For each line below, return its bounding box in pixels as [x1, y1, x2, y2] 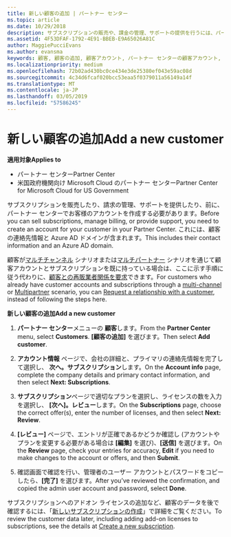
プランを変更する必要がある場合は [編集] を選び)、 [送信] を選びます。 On [16, 438, 222, 447]
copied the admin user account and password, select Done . [16, 484, 187, 492]
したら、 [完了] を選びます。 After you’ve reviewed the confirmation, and [16, 476, 220, 485]
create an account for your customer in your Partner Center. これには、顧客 [7, 225, 221, 233]
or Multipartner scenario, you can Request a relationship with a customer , [7, 287, 215, 296]
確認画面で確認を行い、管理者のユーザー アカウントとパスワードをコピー [16, 468, 224, 476]
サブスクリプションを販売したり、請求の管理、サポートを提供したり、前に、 [7, 200, 223, 208]
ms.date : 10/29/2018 [7, 23, 67, 30]
